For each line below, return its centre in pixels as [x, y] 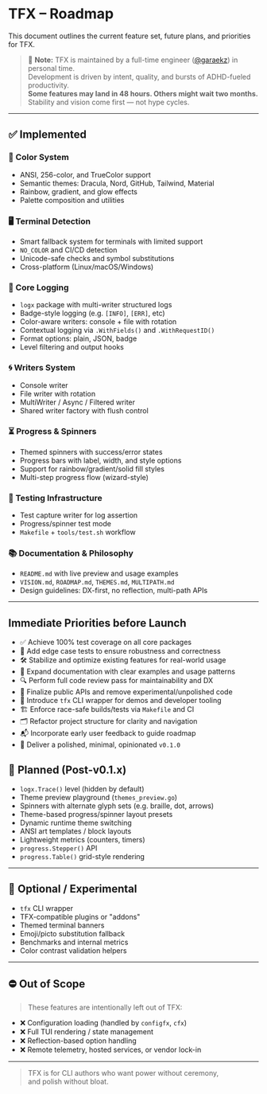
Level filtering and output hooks [72, 347]
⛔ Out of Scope [47, 984]
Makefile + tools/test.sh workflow [78, 532]
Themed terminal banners [62, 925]
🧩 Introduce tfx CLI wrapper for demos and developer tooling [120, 701]
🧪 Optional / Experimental [73, 889]
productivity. [48, 85]
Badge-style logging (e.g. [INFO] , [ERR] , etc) [92, 313]
